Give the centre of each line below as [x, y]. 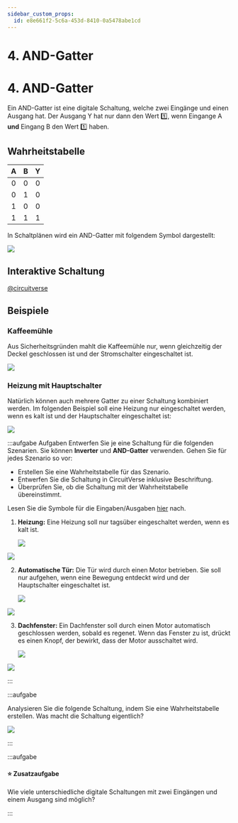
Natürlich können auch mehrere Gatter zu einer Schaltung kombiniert [108, 401]
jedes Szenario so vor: [40, 458]
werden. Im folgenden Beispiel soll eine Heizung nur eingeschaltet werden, [117, 408]
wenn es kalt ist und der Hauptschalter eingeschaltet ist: [90, 416]
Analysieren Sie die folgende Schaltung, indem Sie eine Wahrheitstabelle [113, 709]
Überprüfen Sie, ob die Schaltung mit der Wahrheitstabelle [103, 487]
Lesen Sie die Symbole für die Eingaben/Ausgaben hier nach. [97, 508]
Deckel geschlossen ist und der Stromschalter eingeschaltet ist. [100, 354]
